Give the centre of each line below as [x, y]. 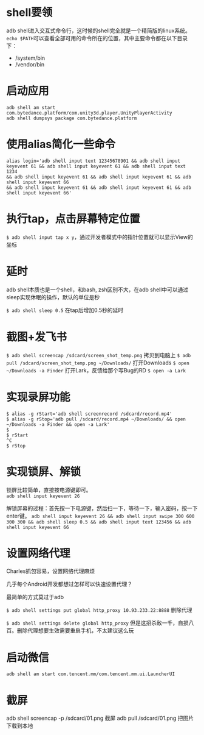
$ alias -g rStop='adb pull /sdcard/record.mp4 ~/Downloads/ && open [96, 419]
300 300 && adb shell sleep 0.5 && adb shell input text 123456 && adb [99, 522]
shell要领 [29, 12]
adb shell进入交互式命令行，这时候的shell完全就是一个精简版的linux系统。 [99, 30]
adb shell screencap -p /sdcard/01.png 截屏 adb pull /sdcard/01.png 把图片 [100, 718]
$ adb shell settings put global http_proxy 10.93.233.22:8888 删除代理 [99, 610]
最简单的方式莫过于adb [35, 597]
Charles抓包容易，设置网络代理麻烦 [51, 571]
